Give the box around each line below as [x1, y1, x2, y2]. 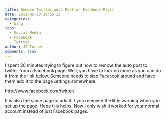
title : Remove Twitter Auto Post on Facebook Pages [5, 7, 114, 12]
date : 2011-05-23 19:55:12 [5, 12, 61, 17]
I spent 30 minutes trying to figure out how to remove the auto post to [5, 62, 148, 68]
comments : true [5, 49, 37, 54]
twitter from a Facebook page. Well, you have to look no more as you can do [5, 67, 161, 73]
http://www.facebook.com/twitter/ [5, 88, 75, 94]
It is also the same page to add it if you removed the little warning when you [5, 97, 160, 103]
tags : [5, 26, 16, 31]
